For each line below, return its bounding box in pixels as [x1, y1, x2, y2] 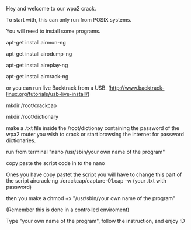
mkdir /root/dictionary [6, 114, 59, 120]
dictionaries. [6, 137, 36, 144]
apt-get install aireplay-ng [6, 61, 68, 68]
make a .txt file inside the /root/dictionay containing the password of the [6, 125, 180, 131]
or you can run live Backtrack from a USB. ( [6, 84, 110, 91]
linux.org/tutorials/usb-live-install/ [6, 91, 88, 97]
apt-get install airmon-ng [6, 39, 66, 46]
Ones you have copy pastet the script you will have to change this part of [6, 171, 182, 178]
